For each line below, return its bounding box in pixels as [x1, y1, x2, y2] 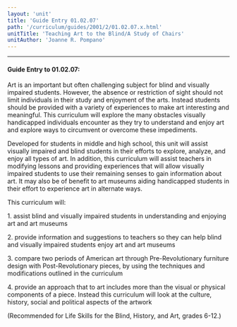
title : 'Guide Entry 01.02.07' [7, 17, 99, 24]
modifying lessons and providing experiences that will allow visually [7, 162, 205, 170]
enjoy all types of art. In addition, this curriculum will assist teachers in [7, 155, 212, 163]
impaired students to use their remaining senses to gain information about [7, 170, 222, 178]
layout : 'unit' [7, 10, 52, 18]
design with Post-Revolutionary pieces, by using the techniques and [7, 262, 205, 270]
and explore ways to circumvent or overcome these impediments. [7, 126, 197, 134]
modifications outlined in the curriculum [7, 269, 123, 278]
